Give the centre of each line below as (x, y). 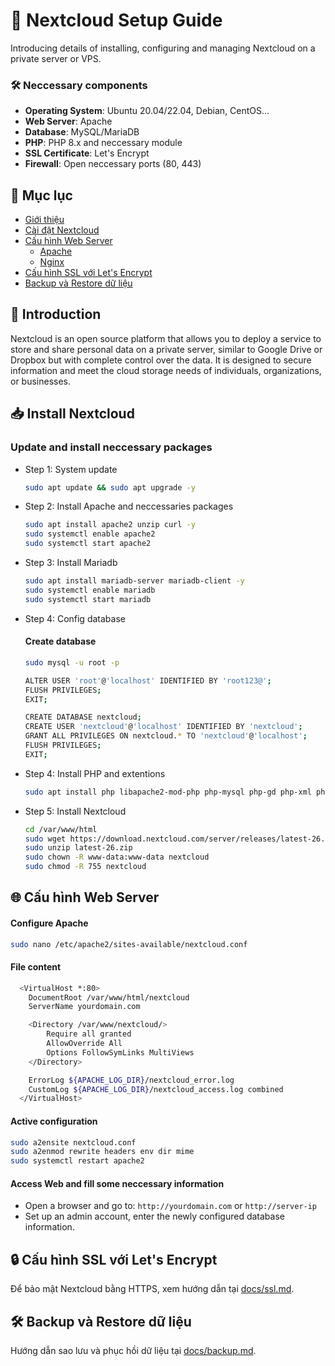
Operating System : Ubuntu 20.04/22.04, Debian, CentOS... (147, 111)
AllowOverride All (84, 1044)
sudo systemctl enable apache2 (90, 534)
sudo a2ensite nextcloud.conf (73, 1142)
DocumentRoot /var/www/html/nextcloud (109, 997)
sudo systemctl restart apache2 (77, 1161)
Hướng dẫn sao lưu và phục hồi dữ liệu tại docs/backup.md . (133, 1350)
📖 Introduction (56, 314)
